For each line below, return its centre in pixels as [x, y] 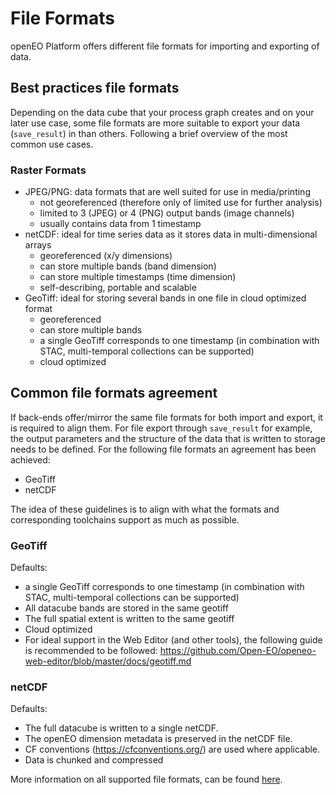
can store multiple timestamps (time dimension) [138, 277]
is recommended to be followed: [91, 651]
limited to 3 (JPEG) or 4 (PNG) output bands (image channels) [167, 213]
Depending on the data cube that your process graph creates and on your [162, 112]
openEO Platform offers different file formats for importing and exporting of [165, 46]
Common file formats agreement [114, 393]
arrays [38, 245]
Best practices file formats [95, 88]
